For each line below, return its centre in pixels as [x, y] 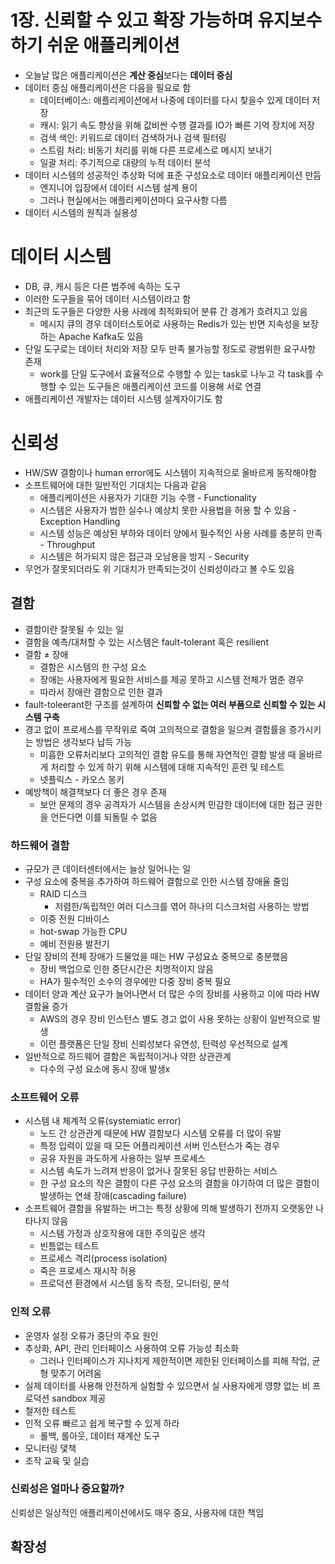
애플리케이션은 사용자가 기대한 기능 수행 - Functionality [148, 497]
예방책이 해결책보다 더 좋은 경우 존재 [95, 792]
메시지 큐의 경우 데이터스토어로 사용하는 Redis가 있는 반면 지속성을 [170, 323]
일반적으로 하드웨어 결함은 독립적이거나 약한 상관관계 [128, 1056]
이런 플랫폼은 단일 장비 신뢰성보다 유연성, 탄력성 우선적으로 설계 [163, 1043]
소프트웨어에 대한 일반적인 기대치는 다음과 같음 [115, 485]
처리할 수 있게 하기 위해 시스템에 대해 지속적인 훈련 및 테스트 [167, 767]
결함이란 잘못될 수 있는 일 [74, 629]
